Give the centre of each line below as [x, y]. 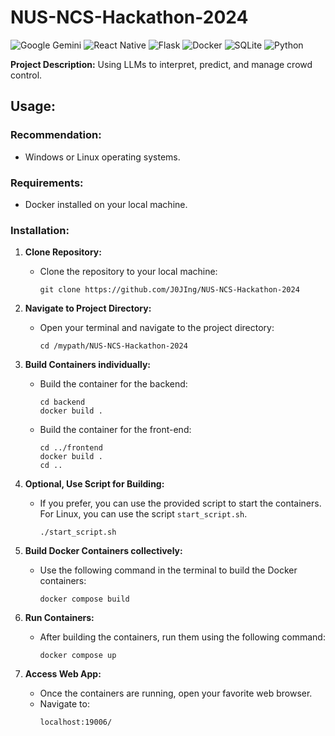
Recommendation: [56, 135]
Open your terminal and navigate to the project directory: [157, 328]
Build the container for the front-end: [115, 430]
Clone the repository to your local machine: [128, 272]
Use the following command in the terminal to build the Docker [168, 570]
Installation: [40, 230]
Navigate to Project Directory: [88, 308]
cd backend [62, 402]
